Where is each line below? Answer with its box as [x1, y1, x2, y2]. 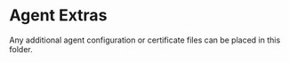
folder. [9, 43, 33, 54]
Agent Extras [9, 5, 108, 26]
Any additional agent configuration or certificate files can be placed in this [9, 35, 281, 45]
